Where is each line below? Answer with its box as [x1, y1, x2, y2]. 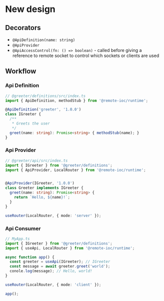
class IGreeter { [5, 111, 41, 117]
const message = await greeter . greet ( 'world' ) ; [9, 264, 111, 269]
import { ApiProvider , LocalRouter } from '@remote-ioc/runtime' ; [5, 167, 146, 172]
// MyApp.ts [5, 236, 30, 241]
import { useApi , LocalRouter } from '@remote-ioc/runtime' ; [5, 245, 135, 250]
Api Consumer [5, 225, 41, 232]
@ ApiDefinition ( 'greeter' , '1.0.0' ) [5, 107, 81, 112]
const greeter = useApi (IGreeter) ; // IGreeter [9, 259, 111, 264]
